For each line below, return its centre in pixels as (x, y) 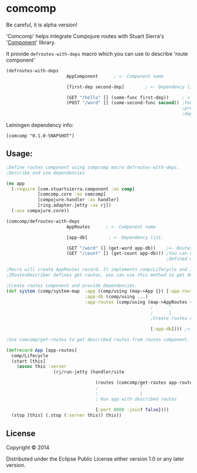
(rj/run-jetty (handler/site (89, 372)
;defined (177, 259)
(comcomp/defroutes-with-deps (43, 221)
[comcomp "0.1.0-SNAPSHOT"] (40, 136)
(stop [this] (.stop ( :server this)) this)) (67, 415)
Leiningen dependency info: (40, 125)
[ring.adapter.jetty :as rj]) (74, 205)
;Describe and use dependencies (45, 173)
